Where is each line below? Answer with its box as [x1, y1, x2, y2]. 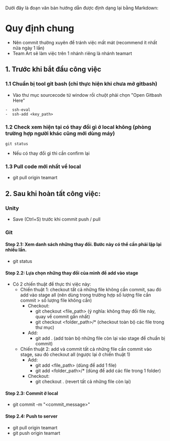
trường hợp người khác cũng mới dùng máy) [5, 130, 115, 137]
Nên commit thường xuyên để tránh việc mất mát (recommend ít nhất [12, 39, 157, 45]
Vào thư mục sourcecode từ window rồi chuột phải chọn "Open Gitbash [12, 92, 162, 98]
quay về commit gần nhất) [35, 314, 90, 320]
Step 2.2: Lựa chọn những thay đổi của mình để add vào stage [5, 270, 139, 276]
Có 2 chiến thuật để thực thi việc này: [12, 281, 91, 287]
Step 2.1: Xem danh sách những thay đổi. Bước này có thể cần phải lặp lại [5, 241, 161, 247]
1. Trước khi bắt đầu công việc [5, 65, 101, 74]
